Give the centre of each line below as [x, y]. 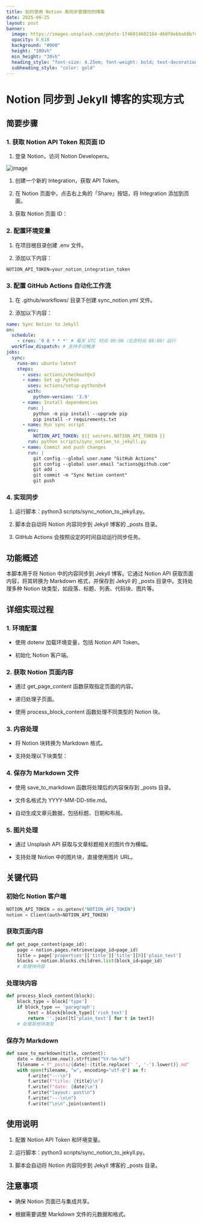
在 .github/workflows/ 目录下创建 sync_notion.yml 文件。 [85, 300]
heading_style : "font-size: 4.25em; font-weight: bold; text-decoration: [106, 62]
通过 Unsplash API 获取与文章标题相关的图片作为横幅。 [83, 844]
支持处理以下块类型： [41, 756]
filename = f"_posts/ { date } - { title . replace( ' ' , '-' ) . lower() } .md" [103, 1064]
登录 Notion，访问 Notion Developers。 [63, 156]
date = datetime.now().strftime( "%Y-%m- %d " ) [74, 1059]
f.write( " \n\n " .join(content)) [67, 1104]
